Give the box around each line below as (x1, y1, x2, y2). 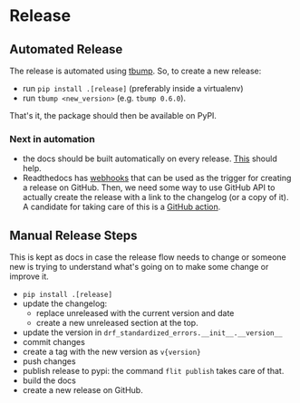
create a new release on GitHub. (22, 385, 143, 396)
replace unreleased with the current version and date (35, 308, 235, 319)
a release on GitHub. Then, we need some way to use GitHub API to (22, 182, 276, 193)
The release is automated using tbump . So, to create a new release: (9, 65, 262, 76)
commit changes (22, 337, 86, 348)
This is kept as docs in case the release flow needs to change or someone (9, 252, 287, 263)
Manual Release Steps (9, 227, 138, 243)
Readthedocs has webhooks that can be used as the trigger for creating (22, 173, 292, 184)
